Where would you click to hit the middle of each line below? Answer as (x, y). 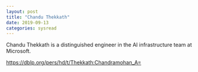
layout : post (22, 12)
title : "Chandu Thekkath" (38, 17)
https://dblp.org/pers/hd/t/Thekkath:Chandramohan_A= (74, 63)
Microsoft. (19, 51)
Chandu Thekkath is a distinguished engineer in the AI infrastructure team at (99, 45)
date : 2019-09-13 (27, 22)
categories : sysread (32, 28)
